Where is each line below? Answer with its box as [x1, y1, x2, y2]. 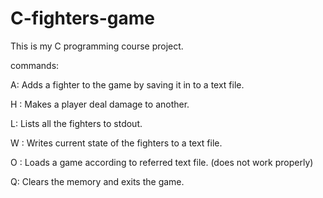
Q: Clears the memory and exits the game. [10, 175, 185, 187]
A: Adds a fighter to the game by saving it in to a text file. [10, 78, 245, 91]
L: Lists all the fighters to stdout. [10, 117, 143, 129]
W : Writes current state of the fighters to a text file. [10, 137, 223, 149]
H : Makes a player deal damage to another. [10, 98, 190, 110]
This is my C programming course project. [10, 40, 184, 52]
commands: [10, 59, 60, 71]
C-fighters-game [10, 7, 155, 30]
